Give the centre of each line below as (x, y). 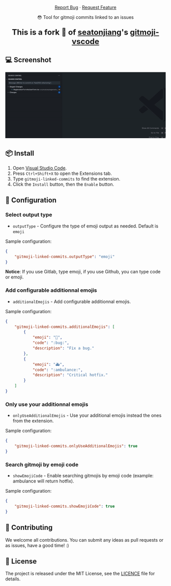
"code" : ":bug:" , (51, 343)
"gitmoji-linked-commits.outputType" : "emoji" (65, 257)
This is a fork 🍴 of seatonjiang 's (70, 32)
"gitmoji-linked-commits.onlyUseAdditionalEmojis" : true (76, 446)
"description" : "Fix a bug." (63, 348)
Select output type (29, 215)
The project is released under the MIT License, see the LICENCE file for (80, 574)
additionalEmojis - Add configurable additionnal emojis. (72, 301)
